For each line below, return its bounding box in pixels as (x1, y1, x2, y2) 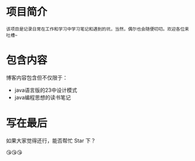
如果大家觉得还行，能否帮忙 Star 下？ (6, 137, 96, 144)
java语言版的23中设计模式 (14, 86, 77, 94)
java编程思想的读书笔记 (14, 94, 71, 101)
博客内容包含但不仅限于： (6, 74, 68, 81)
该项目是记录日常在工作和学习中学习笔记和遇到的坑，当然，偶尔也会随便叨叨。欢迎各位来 (6, 26, 189, 32)
